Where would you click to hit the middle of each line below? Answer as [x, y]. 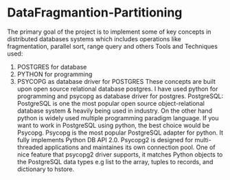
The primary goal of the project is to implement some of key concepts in [109, 32]
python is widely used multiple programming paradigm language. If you [118, 117]
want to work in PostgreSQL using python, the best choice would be [113, 125]
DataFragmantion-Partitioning [95, 13]
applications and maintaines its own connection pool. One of [130, 147]
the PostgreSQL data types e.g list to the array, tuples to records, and [115, 161]
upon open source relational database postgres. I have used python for [117, 89]
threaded [30, 147]
